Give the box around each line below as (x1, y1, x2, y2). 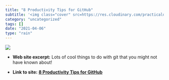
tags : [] (5, 21, 24, 27)
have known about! (12, 59, 52, 65)
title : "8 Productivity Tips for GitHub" (5, 7, 94, 13)
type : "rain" (5, 31, 33, 36)
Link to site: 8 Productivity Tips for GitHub (12, 69, 103, 75)
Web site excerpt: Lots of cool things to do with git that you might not (12, 54, 157, 60)
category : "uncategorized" (5, 17, 62, 22)
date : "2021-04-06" (5, 26, 46, 31)
